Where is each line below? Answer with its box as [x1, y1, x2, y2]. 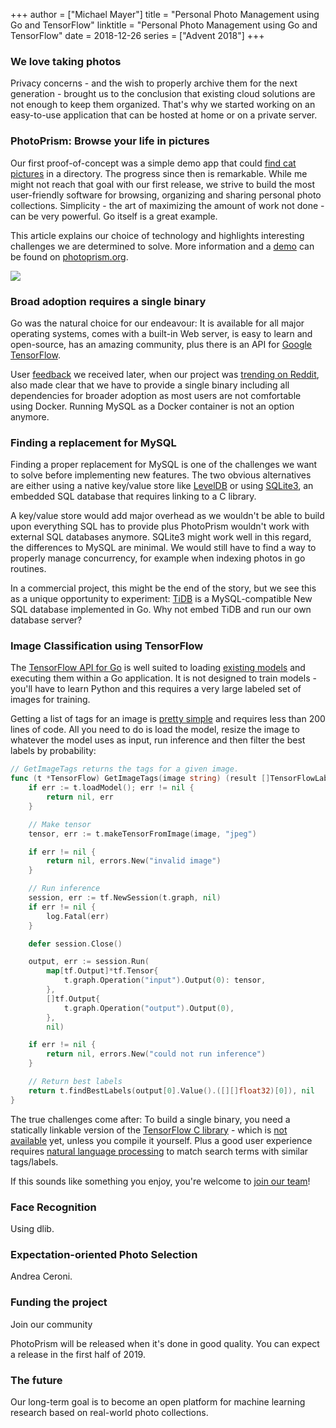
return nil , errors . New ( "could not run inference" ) [46, 1049, 267, 1059]
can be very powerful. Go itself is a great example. [10, 210, 218, 222]
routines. [10, 563, 47, 575]
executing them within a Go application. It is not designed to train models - [10, 672, 317, 684]
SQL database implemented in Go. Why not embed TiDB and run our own [10, 604, 312, 616]
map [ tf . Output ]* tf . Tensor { [46, 966, 159, 976]
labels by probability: [10, 745, 97, 757]
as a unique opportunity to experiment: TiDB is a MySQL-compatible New [10, 593, 313, 605]
